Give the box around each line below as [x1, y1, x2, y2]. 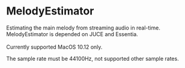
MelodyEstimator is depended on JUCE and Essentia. [6, 30, 138, 37]
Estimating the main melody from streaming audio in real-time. [6, 24, 160, 31]
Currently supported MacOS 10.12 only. [6, 43, 103, 51]
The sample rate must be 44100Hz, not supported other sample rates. [6, 55, 179, 62]
